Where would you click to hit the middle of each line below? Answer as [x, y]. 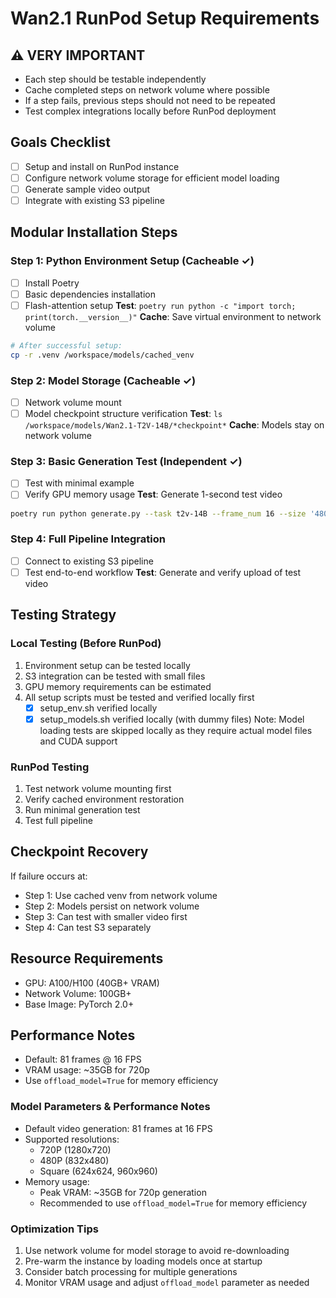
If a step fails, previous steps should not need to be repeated [150, 100]
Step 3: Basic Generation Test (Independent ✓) [126, 462]
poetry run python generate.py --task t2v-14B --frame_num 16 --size [158, 513]
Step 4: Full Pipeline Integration [88, 539]
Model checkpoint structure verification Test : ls [123, 414]
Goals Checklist [60, 142]
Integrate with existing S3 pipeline [94, 200]
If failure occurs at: [49, 876]
